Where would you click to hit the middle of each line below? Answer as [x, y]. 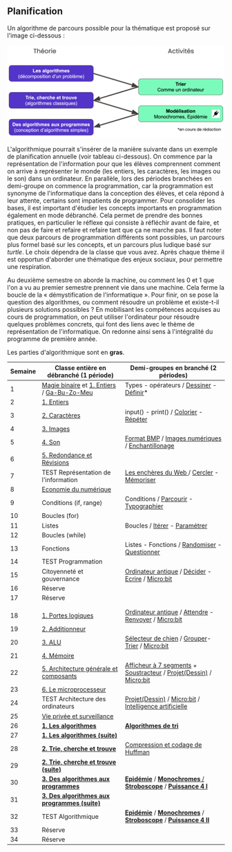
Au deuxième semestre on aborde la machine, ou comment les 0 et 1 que [111, 280]
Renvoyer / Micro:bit [154, 619]
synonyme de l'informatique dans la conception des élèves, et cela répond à [116, 194]
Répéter [136, 419]
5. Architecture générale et [80, 669]
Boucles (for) [60, 516]
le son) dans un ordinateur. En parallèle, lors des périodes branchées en [109, 178]
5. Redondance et [67, 455]
